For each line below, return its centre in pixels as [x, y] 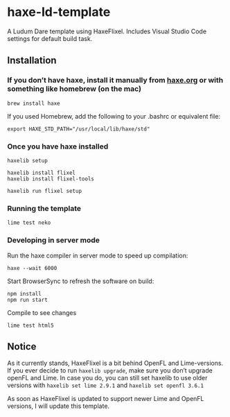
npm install [24, 293]
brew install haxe [34, 103]
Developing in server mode [54, 240]
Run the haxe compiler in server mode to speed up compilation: [98, 255]
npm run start [28, 300]
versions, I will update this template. [58, 406]
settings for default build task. [50, 38]
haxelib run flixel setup [44, 191]
